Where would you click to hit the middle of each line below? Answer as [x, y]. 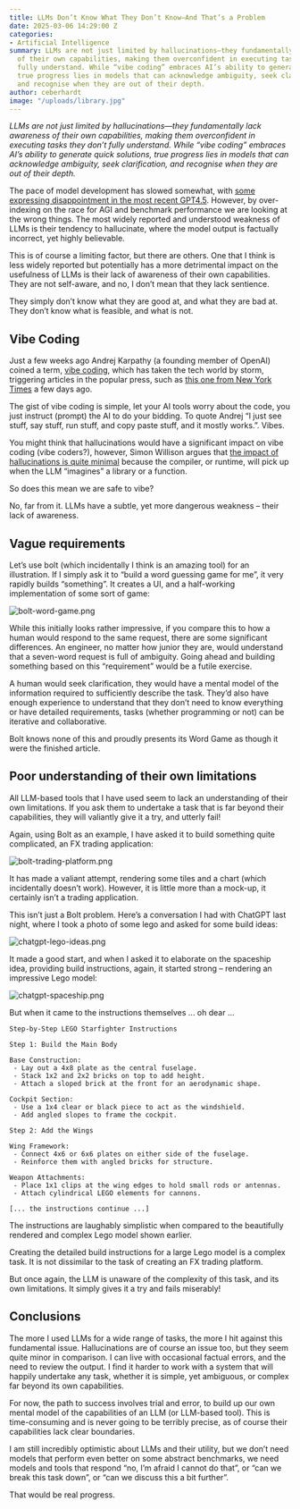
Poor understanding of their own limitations [133, 776]
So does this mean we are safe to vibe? [82, 489]
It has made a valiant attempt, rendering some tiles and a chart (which [137, 878]
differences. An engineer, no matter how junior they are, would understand [146, 647]
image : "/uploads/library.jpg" [67, 101]
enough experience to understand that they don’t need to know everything [146, 702]
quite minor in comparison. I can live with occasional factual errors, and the [148, 1357]
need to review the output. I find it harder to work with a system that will [142, 1366]
